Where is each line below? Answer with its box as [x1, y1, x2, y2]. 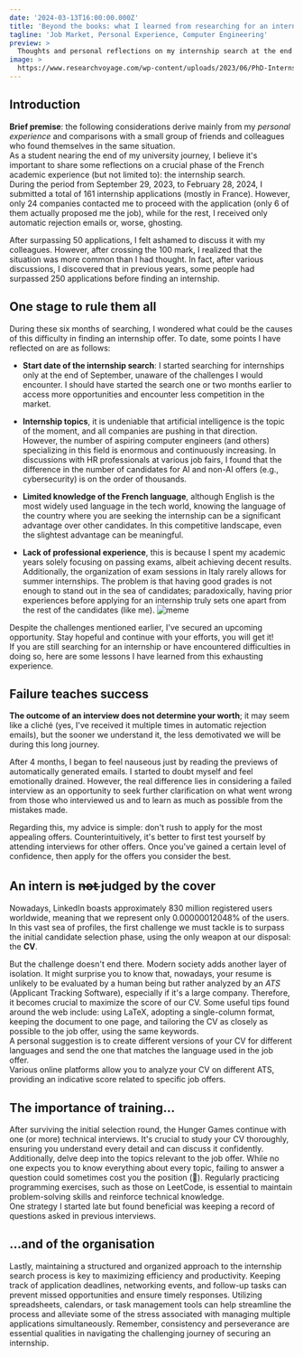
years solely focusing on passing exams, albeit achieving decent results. [22, 557, 292, 567]
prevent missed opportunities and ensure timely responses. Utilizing [9, 1289, 262, 1300]
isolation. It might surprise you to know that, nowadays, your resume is [9, 969, 272, 979]
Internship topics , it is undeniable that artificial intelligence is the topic [22, 416, 286, 426]
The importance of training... [9, 1100, 176, 1116]
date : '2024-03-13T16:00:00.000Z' [9, 13, 140, 23]
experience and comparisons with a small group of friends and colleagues [9, 130, 285, 141]
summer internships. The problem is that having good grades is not [22, 576, 272, 586]
